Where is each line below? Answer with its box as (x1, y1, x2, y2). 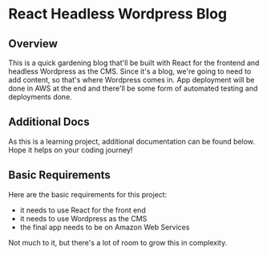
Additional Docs (8, 115, 90, 129)
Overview (8, 37, 59, 51)
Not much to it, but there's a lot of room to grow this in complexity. (8, 237, 228, 247)
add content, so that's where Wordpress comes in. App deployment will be (8, 75, 255, 84)
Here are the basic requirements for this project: (8, 189, 168, 199)
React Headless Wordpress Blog (8, 5, 227, 23)
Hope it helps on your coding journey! (8, 145, 133, 155)
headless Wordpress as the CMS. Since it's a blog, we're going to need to (8, 67, 252, 76)
